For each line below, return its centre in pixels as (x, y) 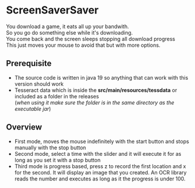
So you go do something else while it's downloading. (69, 32)
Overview (24, 127)
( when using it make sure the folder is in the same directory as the (94, 102)
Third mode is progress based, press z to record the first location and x (100, 166)
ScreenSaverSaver (53, 10)
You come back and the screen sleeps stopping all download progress (90, 39)
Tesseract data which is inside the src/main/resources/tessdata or (96, 90)
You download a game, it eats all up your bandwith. (68, 26)
